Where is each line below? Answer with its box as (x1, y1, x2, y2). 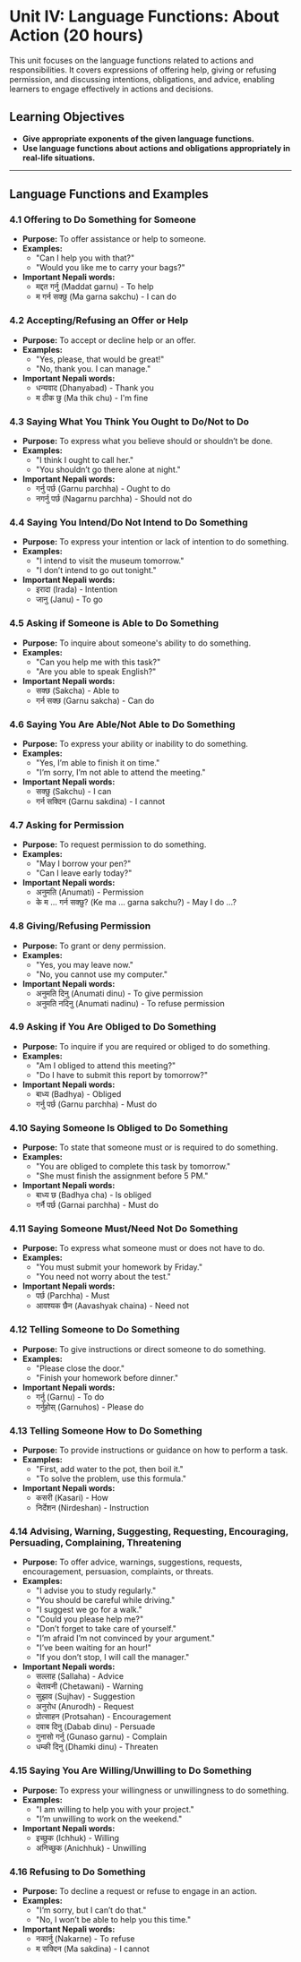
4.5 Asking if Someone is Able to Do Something (9, 617, 219, 630)
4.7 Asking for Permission (9, 818, 125, 831)
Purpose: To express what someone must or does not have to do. (21, 1243, 266, 1254)
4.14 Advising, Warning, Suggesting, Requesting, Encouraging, (9, 1525, 289, 1538)
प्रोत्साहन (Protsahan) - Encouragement (35, 1711, 172, 1722)
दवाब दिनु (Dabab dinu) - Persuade (35, 1721, 156, 1732)
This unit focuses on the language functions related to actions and (9, 55, 254, 65)
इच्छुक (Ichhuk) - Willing (35, 1832, 119, 1843)
